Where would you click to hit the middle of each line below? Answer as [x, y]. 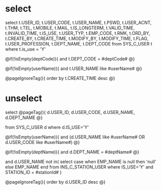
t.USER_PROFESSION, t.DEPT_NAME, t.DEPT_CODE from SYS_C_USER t [79, 43]
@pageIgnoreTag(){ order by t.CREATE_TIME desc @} [60, 78]
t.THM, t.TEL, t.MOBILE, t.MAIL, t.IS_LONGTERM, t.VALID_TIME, [70, 27]
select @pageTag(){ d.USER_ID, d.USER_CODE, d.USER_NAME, [70, 112]
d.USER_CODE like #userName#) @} [43, 142]
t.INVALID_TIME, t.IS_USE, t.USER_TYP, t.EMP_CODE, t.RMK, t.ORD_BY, [78, 33]
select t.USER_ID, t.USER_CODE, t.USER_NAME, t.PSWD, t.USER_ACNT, [79, 22]
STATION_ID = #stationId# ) [33, 172]
